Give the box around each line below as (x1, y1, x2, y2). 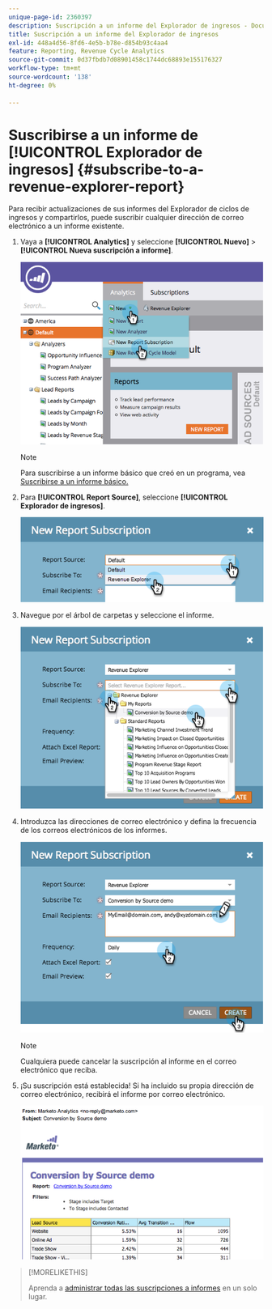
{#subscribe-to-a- (76, 160, 205, 178)
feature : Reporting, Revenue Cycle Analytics (8, 47, 164, 56)
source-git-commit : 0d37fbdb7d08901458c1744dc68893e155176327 (8, 56, 223, 64)
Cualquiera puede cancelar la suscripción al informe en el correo (19, 1056, 237, 1066)
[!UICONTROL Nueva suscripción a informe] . (19, 245, 174, 255)
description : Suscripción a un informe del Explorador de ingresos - (8, 21, 249, 30)
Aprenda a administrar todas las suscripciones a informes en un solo (28, 1283, 257, 1293)
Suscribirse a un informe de (8, 125, 198, 144)
